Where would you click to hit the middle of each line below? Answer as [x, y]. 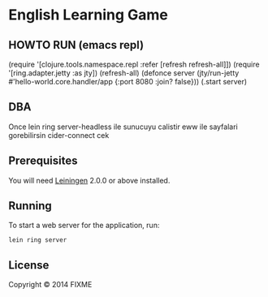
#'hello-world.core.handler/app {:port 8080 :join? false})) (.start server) [128, 82]
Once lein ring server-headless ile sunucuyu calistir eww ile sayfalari [123, 127]
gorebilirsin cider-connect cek [59, 135]
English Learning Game [88, 15]
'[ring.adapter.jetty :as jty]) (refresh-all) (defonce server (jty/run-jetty [124, 73]
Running [30, 206]
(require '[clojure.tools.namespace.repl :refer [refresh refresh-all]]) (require [134, 64]
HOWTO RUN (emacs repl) [76, 45]
